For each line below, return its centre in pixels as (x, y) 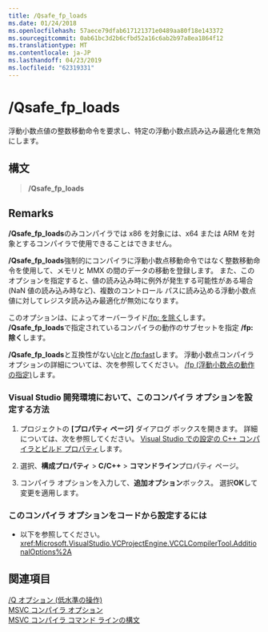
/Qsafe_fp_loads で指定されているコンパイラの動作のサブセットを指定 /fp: (131, 328)
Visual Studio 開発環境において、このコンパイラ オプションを (126, 397)
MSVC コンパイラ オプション (56, 610)
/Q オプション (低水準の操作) (55, 600)
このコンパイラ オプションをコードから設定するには (108, 515)
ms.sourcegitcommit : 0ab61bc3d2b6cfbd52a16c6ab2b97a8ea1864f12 (116, 38)
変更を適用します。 (51, 493)
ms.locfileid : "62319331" (51, 68)
